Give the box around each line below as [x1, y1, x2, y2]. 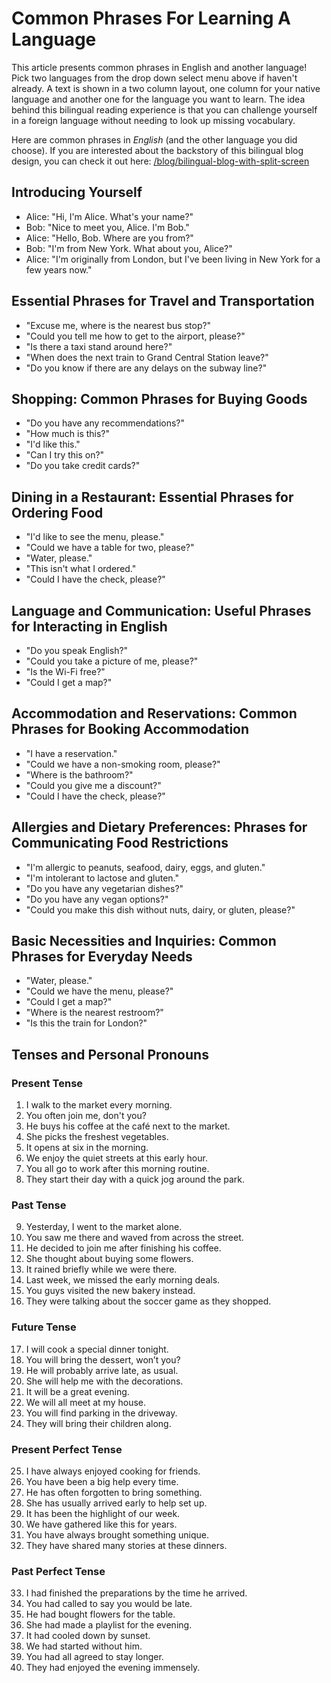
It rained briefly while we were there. [25, 1263, 178, 1276]
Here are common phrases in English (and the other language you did [11, 133, 298, 146]
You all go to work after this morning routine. [25, 1163, 210, 1175]
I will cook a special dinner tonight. [25, 1343, 169, 1355]
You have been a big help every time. [25, 1476, 179, 1488]
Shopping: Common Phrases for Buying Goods [11, 390, 308, 407]
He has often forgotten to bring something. [25, 1487, 203, 1499]
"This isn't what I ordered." [25, 563, 137, 575]
